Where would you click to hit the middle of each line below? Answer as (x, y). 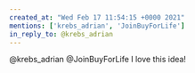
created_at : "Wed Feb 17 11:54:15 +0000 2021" (97, 17)
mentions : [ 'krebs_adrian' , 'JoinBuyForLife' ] (97, 26)
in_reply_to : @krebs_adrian (61, 34)
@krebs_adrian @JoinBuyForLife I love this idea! (98, 60)
